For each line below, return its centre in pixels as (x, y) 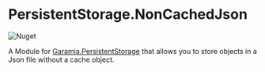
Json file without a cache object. (61, 59)
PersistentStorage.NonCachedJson (128, 14)
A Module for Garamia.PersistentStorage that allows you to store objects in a (132, 51)
